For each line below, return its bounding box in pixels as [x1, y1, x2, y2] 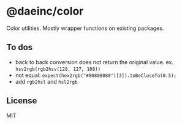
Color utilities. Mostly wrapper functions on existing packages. [6, 24, 164, 32]
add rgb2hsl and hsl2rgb [15, 78, 78, 85]
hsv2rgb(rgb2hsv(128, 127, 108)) [15, 66, 101, 72]
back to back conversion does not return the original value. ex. [15, 58, 173, 65]
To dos [6, 42, 33, 53]
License [6, 96, 37, 106]
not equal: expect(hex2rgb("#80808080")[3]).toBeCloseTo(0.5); [15, 71, 176, 79]
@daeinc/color [6, 4, 84, 18]
